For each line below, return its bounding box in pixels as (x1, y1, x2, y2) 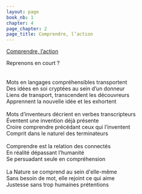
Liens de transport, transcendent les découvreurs (6, 92, 130, 99)
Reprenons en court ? (6, 60, 60, 67)
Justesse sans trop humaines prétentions (6, 181, 109, 189)
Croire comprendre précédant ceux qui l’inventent (6, 124, 131, 131)
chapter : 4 (6, 20, 34, 26)
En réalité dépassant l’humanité (6, 149, 85, 157)
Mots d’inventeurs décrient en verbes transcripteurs (6, 111, 136, 118)
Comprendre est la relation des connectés (6, 143, 111, 150)
